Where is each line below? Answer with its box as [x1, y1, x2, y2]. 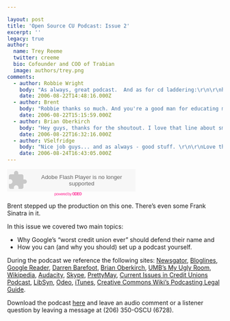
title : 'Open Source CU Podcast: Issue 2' [7, 22, 130, 29]
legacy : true [7, 35, 44, 42]
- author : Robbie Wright [13, 80, 84, 86]
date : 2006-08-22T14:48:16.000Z [19, 93, 112, 99]
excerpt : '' [7, 29, 41, 36]
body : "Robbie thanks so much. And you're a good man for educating [19, 106, 219, 112]
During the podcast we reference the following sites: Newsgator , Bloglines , [7, 257, 218, 264]
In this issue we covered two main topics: [7, 222, 124, 230]
